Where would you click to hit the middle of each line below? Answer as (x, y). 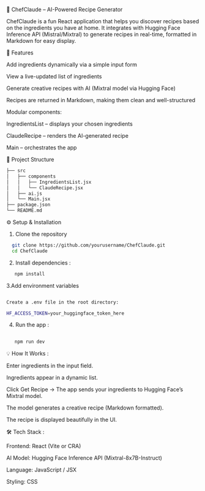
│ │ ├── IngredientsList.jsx (49, 182)
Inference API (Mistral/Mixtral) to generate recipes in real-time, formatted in (102, 34)
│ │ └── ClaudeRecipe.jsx (45, 188)
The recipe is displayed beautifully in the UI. (62, 420)
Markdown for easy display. (41, 41)
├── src (16, 171)
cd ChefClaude (30, 251)
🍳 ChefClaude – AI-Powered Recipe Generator (65, 9)
